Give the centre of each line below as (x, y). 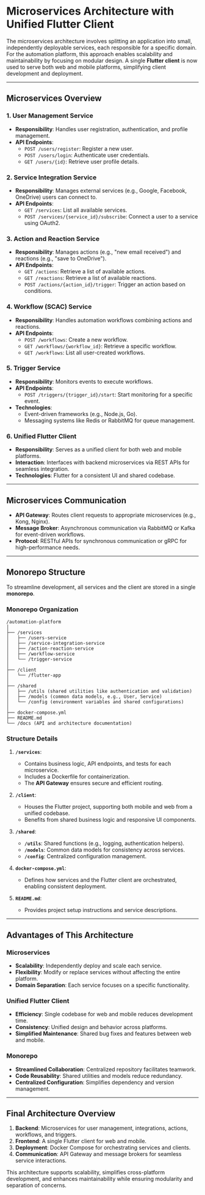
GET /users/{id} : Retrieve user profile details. (81, 161)
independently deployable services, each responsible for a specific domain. (102, 48)
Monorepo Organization (42, 609)
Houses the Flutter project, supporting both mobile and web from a (108, 807)
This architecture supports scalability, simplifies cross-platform (86, 1172)
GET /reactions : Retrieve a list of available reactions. (90, 278)
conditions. (38, 291)
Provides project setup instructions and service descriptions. (101, 910)
